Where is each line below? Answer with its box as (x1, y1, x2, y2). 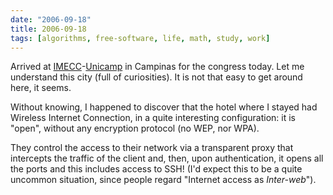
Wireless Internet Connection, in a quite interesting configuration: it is (10, 112, 296, 124)
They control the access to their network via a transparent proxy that (10, 142, 294, 154)
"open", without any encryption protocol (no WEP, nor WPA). (10, 122, 260, 135)
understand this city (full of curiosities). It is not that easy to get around (10, 71, 303, 83)
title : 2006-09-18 (10, 24, 87, 34)
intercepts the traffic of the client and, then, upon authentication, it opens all (10, 152, 324, 165)
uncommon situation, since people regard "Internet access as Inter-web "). (10, 174, 317, 186)
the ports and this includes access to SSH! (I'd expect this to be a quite (10, 163, 303, 175)
